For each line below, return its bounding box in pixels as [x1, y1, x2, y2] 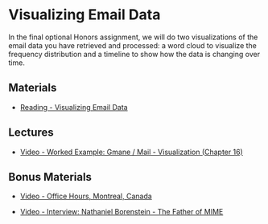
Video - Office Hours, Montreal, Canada [19, 191, 153, 202]
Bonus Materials [8, 170, 93, 184]
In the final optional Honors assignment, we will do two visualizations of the [8, 32, 258, 42]
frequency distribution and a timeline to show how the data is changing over [8, 49, 261, 59]
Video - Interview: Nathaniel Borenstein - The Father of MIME [19, 207, 224, 217]
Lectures [8, 126, 54, 140]
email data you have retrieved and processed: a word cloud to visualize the [8, 40, 258, 50]
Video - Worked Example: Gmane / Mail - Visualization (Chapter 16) [19, 147, 243, 157]
